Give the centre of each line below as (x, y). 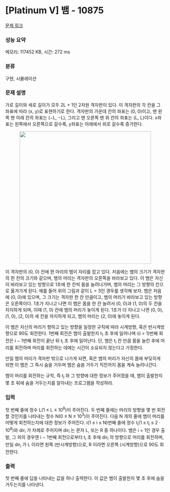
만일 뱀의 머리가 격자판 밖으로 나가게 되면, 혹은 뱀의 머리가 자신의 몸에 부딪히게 (83, 358)
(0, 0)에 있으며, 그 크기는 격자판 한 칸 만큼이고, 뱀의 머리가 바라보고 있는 (82, 297)
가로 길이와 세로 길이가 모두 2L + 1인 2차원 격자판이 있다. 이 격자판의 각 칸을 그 (83, 105)
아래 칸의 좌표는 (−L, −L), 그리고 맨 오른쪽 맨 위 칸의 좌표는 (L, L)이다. (85, 117)
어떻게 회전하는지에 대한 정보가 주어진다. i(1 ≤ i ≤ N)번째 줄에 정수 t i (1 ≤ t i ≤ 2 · (83, 423)
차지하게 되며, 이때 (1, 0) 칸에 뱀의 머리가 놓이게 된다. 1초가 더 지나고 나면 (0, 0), (84, 310)
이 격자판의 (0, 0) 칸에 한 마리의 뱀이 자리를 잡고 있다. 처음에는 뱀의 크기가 (78, 271)
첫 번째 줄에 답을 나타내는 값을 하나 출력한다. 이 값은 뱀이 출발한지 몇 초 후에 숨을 (85, 478)
